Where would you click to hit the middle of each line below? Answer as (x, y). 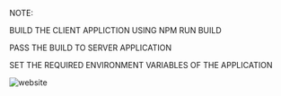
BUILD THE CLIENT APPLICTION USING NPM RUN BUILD (115, 30)
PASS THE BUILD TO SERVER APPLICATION (91, 48)
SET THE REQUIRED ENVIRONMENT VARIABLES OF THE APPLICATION (141, 65)
